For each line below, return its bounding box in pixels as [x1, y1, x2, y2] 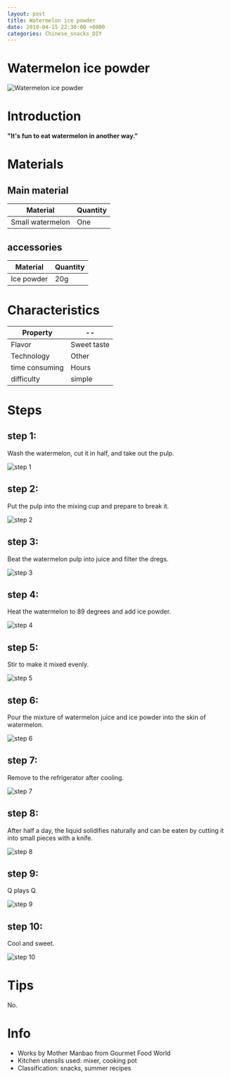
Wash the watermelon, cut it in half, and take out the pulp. [7, 449, 174, 457]
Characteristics [7, 303, 100, 318]
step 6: [7, 694, 39, 706]
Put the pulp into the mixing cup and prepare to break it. [7, 501, 170, 510]
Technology [11, 350, 51, 360]
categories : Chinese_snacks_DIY [7, 30, 102, 37]
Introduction [7, 109, 82, 124]
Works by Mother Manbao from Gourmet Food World [17, 1049, 171, 1058]
